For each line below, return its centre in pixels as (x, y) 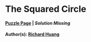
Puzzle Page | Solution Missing (38, 23)
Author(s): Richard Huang (32, 34)
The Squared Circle (46, 9)
